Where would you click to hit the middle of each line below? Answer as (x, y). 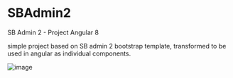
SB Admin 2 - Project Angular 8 (53, 32)
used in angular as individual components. (69, 53)
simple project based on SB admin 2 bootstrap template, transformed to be (117, 46)
